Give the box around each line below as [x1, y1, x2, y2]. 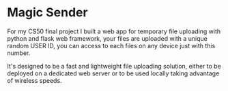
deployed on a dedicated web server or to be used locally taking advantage [7, 69, 220, 77]
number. [7, 49, 31, 57]
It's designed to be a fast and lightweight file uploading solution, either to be [7, 62, 222, 70]
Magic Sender [7, 5, 88, 20]
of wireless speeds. [7, 76, 63, 84]
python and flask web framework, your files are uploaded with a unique [7, 34, 208, 42]
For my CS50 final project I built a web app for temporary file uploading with [7, 27, 221, 35]
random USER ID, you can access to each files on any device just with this [7, 41, 216, 50]
